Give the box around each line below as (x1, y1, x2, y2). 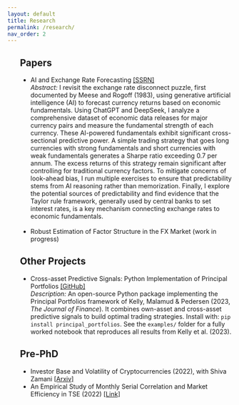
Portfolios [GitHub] (30, 282, 86, 290)
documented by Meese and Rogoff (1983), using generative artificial (30, 91, 231, 100)
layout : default (7, 10, 56, 18)
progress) (30, 235, 59, 243)
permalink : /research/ (7, 24, 75, 31)
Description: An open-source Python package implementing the (30, 289, 218, 298)
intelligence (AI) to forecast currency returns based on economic (30, 98, 221, 107)
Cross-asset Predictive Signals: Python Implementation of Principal (30, 274, 228, 282)
